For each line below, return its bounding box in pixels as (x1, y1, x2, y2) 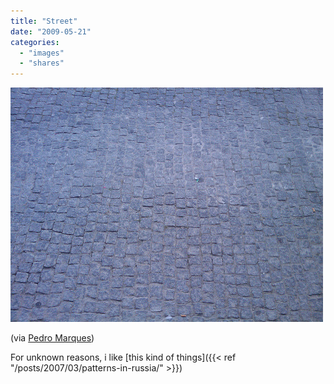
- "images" (19, 48, 65, 58)
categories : (10, 37, 60, 47)
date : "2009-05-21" (10, 26, 92, 37)
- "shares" (19, 58, 65, 69)
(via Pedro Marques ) (10, 332, 95, 344)
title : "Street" (10, 16, 78, 26)
